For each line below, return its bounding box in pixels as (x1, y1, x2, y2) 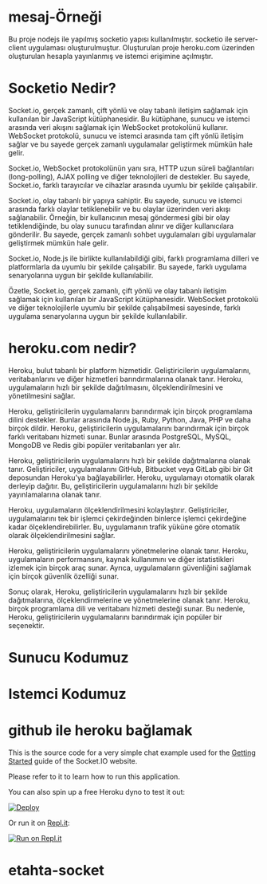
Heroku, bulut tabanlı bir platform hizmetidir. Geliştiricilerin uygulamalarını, (8, 365, 251, 375)
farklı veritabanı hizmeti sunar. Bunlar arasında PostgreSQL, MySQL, (8, 431, 232, 442)
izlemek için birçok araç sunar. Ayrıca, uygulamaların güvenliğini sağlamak (8, 563, 252, 572)
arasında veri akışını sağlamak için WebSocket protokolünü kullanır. (8, 122, 229, 132)
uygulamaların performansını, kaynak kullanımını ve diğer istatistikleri (8, 554, 234, 564)
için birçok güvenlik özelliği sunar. (8, 571, 120, 581)
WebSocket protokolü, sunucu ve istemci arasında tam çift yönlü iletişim (8, 131, 245, 140)
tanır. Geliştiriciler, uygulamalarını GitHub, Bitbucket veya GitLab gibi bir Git (8, 464, 253, 473)
